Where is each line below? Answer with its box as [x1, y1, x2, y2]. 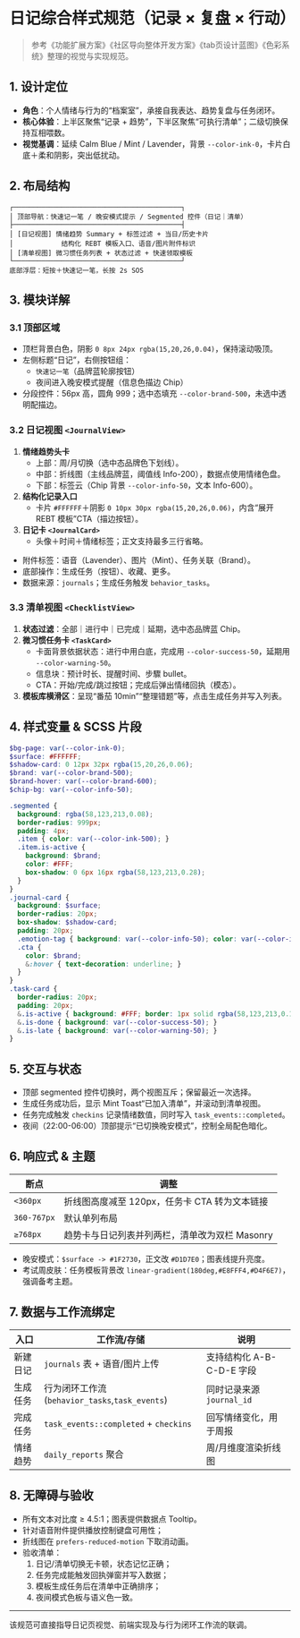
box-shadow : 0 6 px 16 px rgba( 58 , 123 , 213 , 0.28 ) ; [25, 867, 206, 877]
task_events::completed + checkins [44, 1417, 192, 1429]
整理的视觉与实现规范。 [46, 50, 134, 61]
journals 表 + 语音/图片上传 [44, 1357, 160, 1369]
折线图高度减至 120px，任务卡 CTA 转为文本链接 [63, 1195, 269, 1207]
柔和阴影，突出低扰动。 [37, 149, 125, 160]
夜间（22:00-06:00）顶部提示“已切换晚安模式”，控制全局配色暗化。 [21, 1121, 272, 1131]
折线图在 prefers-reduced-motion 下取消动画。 [21, 1536, 194, 1547]
